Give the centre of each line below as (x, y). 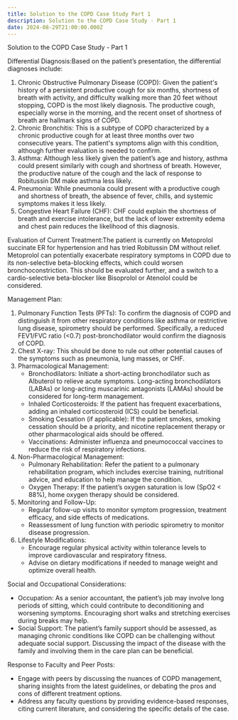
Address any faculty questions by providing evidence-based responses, (123, 701)
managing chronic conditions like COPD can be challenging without (116, 636)
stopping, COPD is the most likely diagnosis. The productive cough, (116, 105)
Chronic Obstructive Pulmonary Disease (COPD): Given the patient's (118, 83)
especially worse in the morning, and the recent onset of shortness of (120, 113)
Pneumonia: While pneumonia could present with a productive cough (119, 189)
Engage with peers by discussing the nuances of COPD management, (120, 679)
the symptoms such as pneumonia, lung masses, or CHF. (101, 359)
